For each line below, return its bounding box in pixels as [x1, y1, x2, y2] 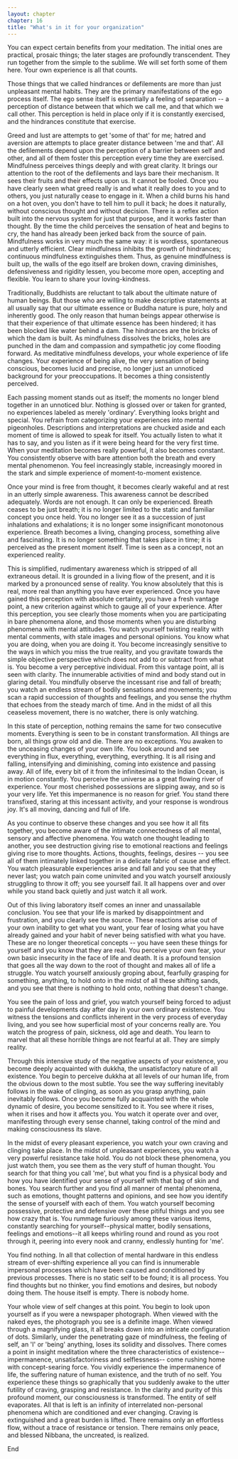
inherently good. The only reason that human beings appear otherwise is [7, 311, 220, 320]
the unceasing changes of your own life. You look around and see [7, 744, 200, 753]
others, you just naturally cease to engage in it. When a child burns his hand [7, 191, 229, 200]
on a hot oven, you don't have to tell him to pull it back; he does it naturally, [7, 199, 227, 208]
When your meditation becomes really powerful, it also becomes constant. [7, 446, 225, 455]
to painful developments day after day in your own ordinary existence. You [7, 1005, 225, 1014]
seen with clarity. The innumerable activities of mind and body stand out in [7, 670, 226, 679]
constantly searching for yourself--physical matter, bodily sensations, [7, 1222, 211, 1231]
